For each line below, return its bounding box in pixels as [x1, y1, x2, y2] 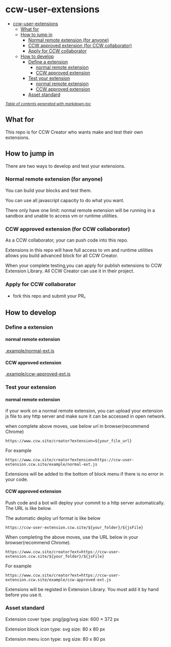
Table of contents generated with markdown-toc [5, 101, 91, 106]
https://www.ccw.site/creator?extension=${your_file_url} [5, 439, 132, 444]
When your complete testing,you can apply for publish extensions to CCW [5, 263, 162, 269]
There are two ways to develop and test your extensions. [5, 163, 126, 169]
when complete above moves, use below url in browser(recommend [5, 423, 149, 429]
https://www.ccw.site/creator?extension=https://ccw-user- [5, 458, 135, 463]
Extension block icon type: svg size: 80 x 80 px [5, 626, 105, 632]
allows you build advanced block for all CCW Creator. [5, 252, 118, 259]
